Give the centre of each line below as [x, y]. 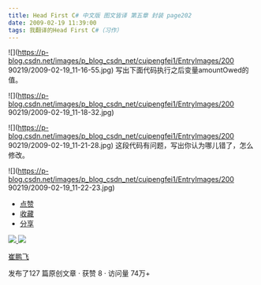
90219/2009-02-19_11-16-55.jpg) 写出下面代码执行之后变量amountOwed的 [129, 70]
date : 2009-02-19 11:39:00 [52, 23]
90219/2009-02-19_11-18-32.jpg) [61, 113]
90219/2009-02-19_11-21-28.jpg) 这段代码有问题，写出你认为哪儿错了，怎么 [131, 146]
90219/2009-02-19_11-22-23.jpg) [62, 188]
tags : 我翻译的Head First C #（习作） [65, 30]
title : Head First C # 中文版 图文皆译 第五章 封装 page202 [100, 15]
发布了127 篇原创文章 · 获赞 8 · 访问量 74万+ [79, 273]
